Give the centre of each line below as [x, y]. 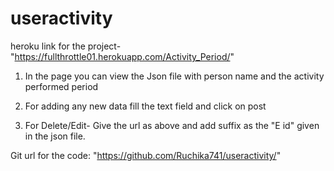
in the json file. [55, 136]
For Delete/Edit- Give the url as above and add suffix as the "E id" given [172, 125]
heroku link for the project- [66, 46]
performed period [61, 86]
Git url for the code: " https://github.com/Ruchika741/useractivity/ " [146, 155]
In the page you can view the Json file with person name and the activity [174, 76]
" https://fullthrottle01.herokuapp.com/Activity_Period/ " [122, 56]
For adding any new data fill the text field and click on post [145, 106]
